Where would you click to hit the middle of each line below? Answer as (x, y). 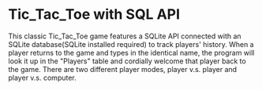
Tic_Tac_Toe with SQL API (94, 14)
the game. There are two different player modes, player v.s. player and (123, 69)
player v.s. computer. (42, 77)
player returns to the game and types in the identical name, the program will (131, 52)
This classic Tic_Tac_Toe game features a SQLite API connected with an (125, 36)
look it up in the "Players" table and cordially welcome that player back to (127, 61)
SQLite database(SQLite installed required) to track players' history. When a (131, 44)
